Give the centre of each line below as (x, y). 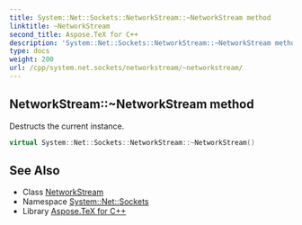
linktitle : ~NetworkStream (60, 26)
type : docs (30, 51)
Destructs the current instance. (67, 126)
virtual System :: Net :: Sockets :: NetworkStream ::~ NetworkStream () (132, 142)
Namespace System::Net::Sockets (85, 202)
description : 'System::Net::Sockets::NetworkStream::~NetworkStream (140, 43)
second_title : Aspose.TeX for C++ (74, 34)
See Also (35, 171)
